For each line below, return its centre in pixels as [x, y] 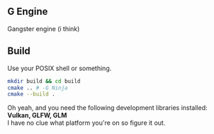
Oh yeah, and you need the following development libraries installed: [107, 108]
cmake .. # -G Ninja [38, 88]
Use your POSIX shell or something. [60, 68]
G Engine [28, 12]
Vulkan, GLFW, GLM [37, 116]
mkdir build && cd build [44, 81]
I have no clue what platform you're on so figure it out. [86, 123]
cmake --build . [31, 94]
